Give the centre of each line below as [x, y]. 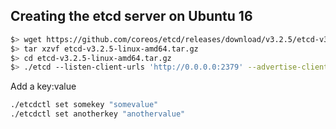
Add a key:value [43, 86]
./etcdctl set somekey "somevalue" [84, 105]
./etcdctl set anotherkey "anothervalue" [98, 114]
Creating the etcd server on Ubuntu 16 [131, 16]
